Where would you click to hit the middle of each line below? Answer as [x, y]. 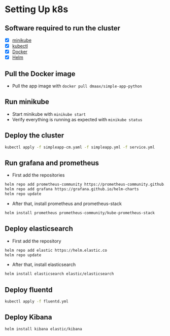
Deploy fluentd [29, 290]
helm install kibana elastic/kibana [43, 329]
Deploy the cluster [35, 136]
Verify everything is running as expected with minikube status [77, 119]
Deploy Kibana [28, 317]
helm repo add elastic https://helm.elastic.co [56, 250]
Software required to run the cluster [62, 28]
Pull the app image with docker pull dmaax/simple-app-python [77, 86]
